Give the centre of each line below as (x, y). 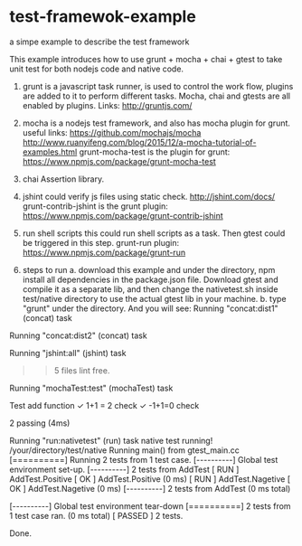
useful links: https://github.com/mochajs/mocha (112, 132)
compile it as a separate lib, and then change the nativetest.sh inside (150, 289)
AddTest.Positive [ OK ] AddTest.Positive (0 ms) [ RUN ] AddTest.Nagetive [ (150, 479)
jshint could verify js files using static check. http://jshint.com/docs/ (149, 196)
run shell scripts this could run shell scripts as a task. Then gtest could (154, 233)
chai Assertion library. (63, 179)
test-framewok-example (103, 17)
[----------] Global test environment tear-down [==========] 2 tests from (150, 506)
